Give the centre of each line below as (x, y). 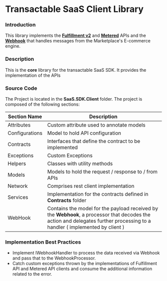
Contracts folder (67, 200)
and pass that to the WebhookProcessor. (54, 258)
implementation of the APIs (33, 75)
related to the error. (32, 274)
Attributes (19, 125)
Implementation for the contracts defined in (98, 194)
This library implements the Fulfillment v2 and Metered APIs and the (76, 35)
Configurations (25, 133)
